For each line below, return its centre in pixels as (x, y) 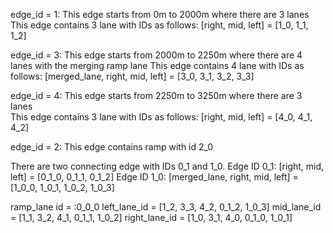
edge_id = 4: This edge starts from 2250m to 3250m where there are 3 (156, 95)
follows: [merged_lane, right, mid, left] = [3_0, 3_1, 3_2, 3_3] (132, 76)
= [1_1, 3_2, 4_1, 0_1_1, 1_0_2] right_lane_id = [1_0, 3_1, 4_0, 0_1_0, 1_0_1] (151, 217)
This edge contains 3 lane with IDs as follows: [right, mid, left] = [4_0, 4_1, (161, 117)
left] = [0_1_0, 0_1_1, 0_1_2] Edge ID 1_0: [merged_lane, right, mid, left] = (154, 177)
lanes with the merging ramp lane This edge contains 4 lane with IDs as (157, 65)
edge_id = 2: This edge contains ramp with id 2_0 (112, 147)
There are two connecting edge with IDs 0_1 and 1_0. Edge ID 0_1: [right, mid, (167, 166)
